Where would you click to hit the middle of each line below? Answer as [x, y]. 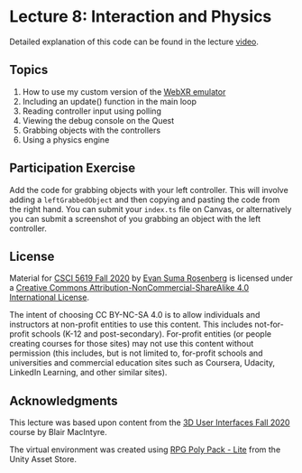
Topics [29, 70]
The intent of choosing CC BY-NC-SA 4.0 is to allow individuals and [135, 315]
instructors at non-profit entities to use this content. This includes [131, 325]
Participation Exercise [73, 168]
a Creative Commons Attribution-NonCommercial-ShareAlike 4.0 [129, 288]
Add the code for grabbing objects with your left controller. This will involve [149, 190]
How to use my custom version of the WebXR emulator [124, 91]
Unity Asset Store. [43, 459]
